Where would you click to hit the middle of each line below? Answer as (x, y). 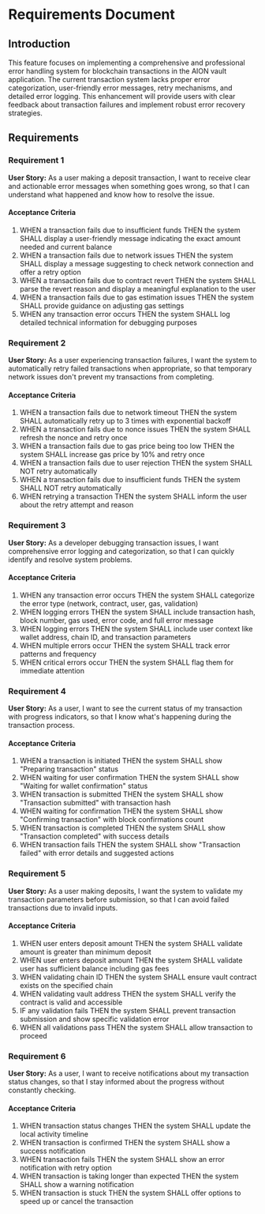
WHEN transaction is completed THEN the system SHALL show (123, 828)
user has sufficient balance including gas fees (94, 968)
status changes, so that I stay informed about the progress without (116, 1082)
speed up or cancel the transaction (77, 1201)
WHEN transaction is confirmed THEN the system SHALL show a (125, 1143)
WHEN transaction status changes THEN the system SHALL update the (135, 1126)
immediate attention (52, 670)
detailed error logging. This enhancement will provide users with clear (122, 96)
